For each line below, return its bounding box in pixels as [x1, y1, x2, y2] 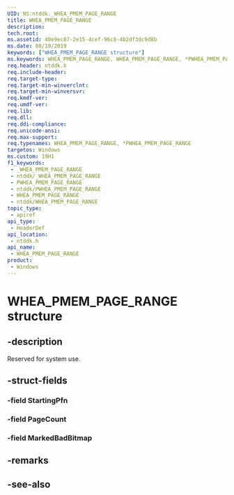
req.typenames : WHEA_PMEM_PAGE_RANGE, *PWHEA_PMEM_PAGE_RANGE [7, 140, 192, 147]
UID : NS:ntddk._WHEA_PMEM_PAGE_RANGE [7, 10, 117, 17]
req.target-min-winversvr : [7, 88, 86, 95]
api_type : [7, 218, 36, 225]
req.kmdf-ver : [7, 95, 49, 102]
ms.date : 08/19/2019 [7, 43, 68, 50]
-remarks [7, 455, 49, 466]
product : [7, 257, 33, 264]
